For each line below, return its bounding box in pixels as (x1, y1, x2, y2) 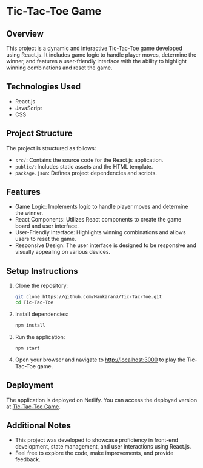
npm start (15, 345, 41, 351)
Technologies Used (6, 82, 81, 92)
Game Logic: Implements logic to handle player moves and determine (15, 203, 188, 211)
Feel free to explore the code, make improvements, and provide (15, 449, 174, 457)
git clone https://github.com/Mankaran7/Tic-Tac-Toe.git (15, 294, 162, 300)
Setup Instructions (6, 266, 78, 276)
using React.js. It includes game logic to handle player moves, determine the (6, 51, 197, 58)
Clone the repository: (15, 282, 68, 290)
